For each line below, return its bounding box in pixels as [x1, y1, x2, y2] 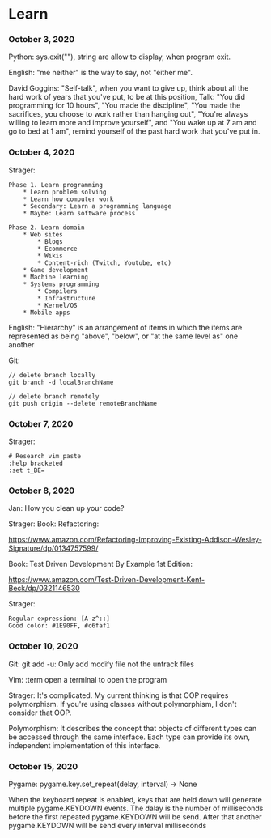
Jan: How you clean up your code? [8, 504, 125, 513]
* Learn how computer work [23, 195, 114, 203]
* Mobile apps [23, 308, 70, 317]
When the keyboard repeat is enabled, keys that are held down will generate [8, 794, 263, 804]
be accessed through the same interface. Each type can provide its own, [8, 732, 251, 742]
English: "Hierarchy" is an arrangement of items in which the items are [8, 322, 243, 332]
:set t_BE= [8, 466, 45, 474]
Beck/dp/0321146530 [8, 584, 81, 593]
